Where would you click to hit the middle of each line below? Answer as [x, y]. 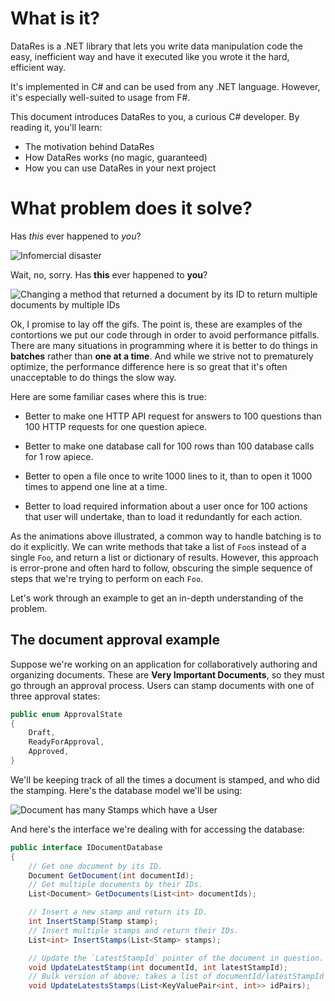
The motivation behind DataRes [89, 146]
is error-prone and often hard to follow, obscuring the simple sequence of [161, 568]
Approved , [49, 752]
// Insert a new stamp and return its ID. [118, 912]
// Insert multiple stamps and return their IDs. [134, 930]
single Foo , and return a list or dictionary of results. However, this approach [164, 557]
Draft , [42, 733]
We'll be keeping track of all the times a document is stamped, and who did [165, 779]
